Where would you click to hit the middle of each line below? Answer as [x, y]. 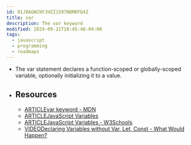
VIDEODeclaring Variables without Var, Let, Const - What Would [104, 129]
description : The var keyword [45, 23]
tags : [13, 35]
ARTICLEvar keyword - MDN [60, 109]
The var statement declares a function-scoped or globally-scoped [98, 69]
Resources [36, 95]
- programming [30, 46]
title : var [20, 18]
